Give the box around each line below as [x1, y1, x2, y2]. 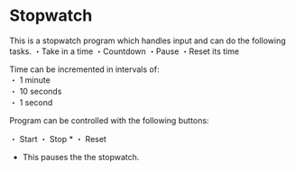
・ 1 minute [9, 74, 51, 85]
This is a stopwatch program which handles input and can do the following [9, 35, 286, 46]
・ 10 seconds [9, 85, 62, 96]
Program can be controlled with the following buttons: [9, 114, 209, 126]
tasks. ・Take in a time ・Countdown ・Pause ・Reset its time [9, 46, 240, 57]
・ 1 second [9, 96, 53, 108]
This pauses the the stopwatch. [22, 151, 140, 162]
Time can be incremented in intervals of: [9, 64, 160, 75]
